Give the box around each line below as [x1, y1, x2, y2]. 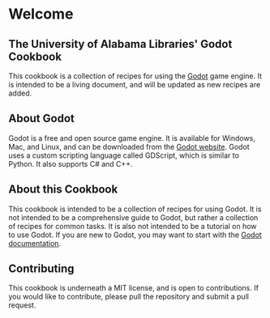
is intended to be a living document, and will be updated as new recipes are [8, 80, 261, 89]
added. [8, 88, 32, 98]
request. [8, 300, 36, 310]
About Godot [8, 112, 75, 125]
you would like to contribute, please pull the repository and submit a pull [8, 292, 250, 302]
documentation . [8, 238, 62, 248]
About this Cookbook [8, 183, 118, 197]
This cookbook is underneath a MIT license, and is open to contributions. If [8, 283, 259, 293]
